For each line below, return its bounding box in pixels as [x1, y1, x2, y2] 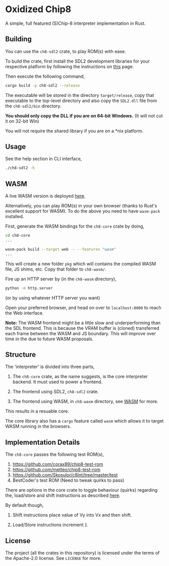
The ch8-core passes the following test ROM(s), [5, 451, 104, 457]
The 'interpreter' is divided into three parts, [5, 364, 95, 370]
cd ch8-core [5, 233, 30, 238]
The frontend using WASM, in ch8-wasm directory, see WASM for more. [12, 398, 159, 404]
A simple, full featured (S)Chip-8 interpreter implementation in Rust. [5, 20, 146, 26]
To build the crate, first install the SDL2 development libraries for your [5, 58, 150, 64]
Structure [5, 350, 36, 359]
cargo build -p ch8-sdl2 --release [5, 83, 80, 88]
